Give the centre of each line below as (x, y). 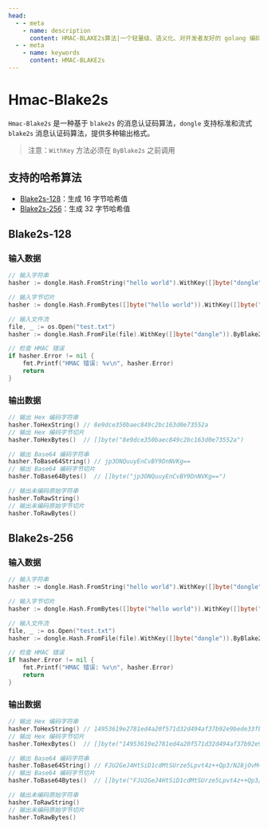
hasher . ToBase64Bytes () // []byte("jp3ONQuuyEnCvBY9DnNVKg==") (117, 477)
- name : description (57, 30)
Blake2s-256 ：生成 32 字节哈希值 (75, 208)
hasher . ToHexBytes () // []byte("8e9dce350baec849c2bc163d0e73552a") (126, 440)
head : (17, 16)
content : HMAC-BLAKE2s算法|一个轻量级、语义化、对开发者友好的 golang (138, 38)
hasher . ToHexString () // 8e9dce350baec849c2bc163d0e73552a (108, 425)
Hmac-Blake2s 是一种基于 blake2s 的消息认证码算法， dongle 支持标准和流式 (130, 123)
